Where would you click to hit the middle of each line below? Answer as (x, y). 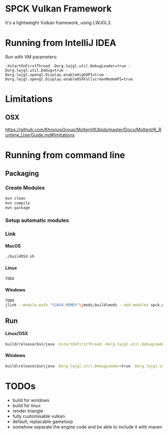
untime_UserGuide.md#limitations (40, 135)
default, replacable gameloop (43, 421)
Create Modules (25, 188)
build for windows (31, 400)
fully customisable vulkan (38, 416)
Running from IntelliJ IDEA (61, 43)
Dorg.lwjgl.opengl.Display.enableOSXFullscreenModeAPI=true (69, 79)
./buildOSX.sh (20, 256)
